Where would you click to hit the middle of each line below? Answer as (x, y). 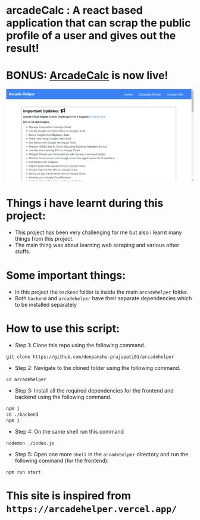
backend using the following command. (63, 397)
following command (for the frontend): (62, 460)
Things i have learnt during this (85, 203)
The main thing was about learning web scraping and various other (97, 245)
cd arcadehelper (26, 379)
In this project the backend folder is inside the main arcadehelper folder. (101, 292)
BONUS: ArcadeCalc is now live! (87, 76)
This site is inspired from (68, 496)
